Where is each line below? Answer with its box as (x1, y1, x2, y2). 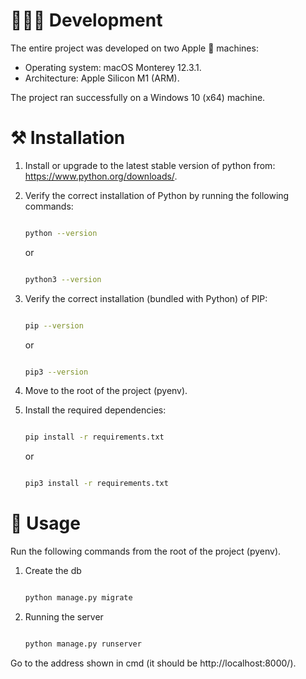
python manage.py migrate (24, 593, 133, 603)
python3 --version (24, 274, 102, 284)
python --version (24, 228, 98, 238)
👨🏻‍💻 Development (10, 9, 163, 32)
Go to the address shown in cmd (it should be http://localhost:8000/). (10, 657, 297, 669)
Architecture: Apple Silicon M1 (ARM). (24, 72, 180, 84)
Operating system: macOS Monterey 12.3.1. (24, 61, 202, 73)
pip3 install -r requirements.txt (24, 479, 169, 489)
